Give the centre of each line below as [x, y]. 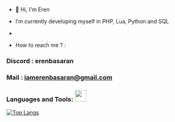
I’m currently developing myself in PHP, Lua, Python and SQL [92, 21]
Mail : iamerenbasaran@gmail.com [59, 77]
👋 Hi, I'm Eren [32, 10]
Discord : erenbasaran [40, 61]
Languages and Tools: [40, 99]
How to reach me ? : [40, 45]
